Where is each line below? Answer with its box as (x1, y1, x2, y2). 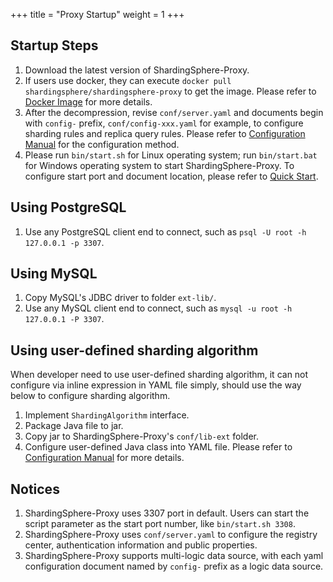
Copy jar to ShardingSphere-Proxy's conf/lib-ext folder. (24, 430, 260, 443)
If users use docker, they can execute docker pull (24, 74, 232, 86)
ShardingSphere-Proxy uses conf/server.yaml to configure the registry (24, 529, 318, 541)
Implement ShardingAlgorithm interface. (24, 409, 190, 421)
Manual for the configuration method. (24, 138, 180, 150)
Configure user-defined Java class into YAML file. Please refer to (24, 441, 293, 453)
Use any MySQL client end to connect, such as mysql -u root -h (24, 302, 293, 314)
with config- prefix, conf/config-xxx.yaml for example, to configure (24, 117, 304, 129)
